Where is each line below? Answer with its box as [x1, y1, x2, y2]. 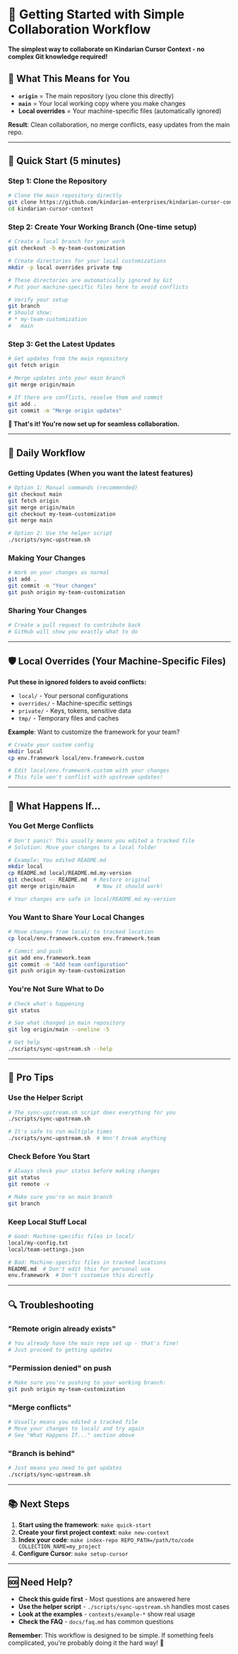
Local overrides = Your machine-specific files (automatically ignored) [18, 106, 222, 115]
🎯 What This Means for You [8, 73, 130, 85]
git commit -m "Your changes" [8, 583, 97, 590]
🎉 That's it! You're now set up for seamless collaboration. [8, 420, 179, 429]
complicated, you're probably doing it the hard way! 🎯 [8, 1638, 165, 1647]
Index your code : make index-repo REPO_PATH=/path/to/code [18, 1535, 194, 1544]
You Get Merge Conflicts [8, 821, 94, 831]
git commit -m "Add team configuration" [8, 961, 129, 968]
